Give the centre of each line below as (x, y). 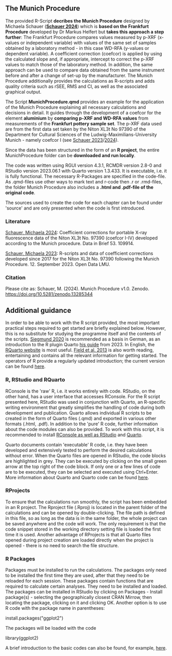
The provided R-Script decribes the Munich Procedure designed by (78, 21)
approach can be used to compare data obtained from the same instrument (85, 70)
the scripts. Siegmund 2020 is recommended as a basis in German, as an (83, 339)
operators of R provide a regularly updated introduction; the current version (85, 361)
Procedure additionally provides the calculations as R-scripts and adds (80, 81)
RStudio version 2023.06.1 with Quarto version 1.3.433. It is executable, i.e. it (86, 171)
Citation (15, 278)
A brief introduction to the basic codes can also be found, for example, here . (86, 648)
